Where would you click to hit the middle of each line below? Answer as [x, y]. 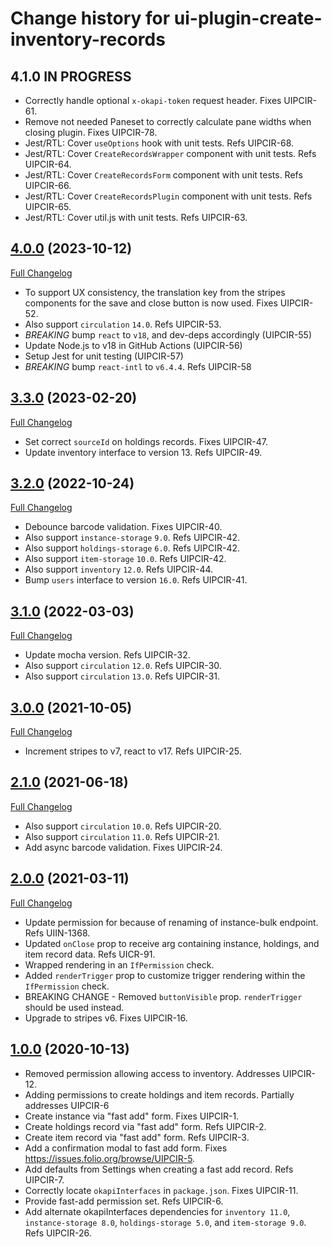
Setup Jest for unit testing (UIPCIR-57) [104, 356]
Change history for [90, 18]
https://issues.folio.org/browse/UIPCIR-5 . [110, 1158]
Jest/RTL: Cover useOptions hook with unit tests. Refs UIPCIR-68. [159, 143]
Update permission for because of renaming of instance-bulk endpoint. [171, 922]
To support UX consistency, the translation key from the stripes [155, 292]
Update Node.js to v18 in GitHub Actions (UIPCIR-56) [133, 345]
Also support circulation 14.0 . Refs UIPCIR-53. [123, 324]
